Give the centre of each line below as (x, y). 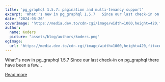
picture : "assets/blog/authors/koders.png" (55, 37)
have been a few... (24, 65)
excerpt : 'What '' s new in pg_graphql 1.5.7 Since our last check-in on (82, 14)
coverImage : (17, 23)
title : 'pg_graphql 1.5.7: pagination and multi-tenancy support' (74, 10)
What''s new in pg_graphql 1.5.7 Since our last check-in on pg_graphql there (82, 60)
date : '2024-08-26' (25, 19)
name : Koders (23, 32)
